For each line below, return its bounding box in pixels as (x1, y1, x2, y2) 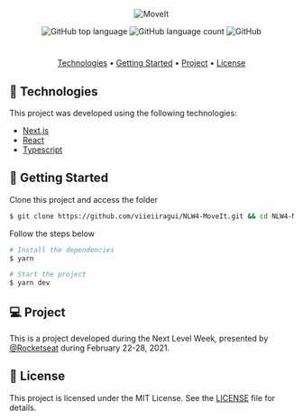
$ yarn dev (9, 278, 50, 288)
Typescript (22, 144, 63, 155)
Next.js (22, 125, 50, 135)
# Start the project (9, 270, 87, 279)
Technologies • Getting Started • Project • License (57, 58, 246, 68)
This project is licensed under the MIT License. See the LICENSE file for (9, 392, 276, 403)
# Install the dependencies (9, 245, 115, 254)
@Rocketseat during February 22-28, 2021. (9, 342, 170, 353)
